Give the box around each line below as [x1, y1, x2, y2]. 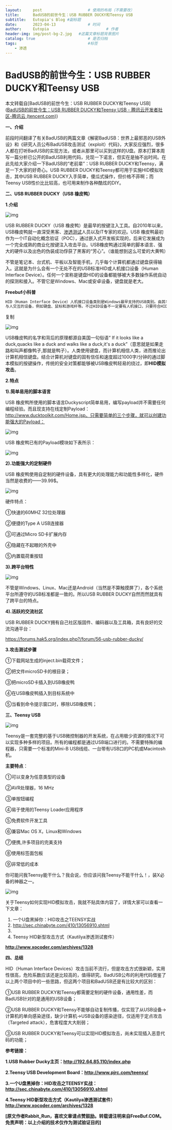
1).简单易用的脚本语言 [5, 388, 51, 395]
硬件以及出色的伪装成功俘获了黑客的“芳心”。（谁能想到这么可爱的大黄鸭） [14, 248, 169, 254]
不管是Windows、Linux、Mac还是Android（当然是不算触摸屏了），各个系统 [5, 585, 163, 591]
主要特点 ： [5, 763, 28, 769]
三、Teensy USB [5, 712, 41, 718]
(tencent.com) [26, 113, 57, 119]
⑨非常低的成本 [5, 861, 39, 867]
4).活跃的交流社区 [5, 608, 44, 614]
